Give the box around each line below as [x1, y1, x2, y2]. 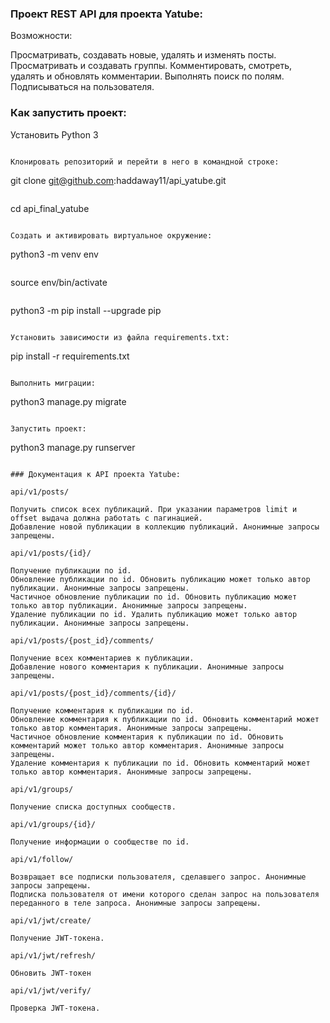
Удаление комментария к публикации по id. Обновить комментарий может [10, 758, 311, 768]
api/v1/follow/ [10, 854, 74, 864]
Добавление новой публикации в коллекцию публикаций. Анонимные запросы [10, 522, 320, 532]
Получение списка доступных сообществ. [10, 802, 177, 812]
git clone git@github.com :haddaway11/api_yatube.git [10, 174, 227, 186]
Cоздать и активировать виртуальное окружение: [10, 230, 213, 241]
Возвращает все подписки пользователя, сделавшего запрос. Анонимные [10, 872, 307, 882]
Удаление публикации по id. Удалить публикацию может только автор [10, 609, 298, 619]
